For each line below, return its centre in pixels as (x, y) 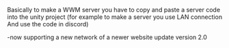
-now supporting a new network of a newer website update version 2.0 (107, 37)
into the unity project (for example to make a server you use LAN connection (115, 17)
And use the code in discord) (48, 24)
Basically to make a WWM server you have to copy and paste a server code (114, 10)
